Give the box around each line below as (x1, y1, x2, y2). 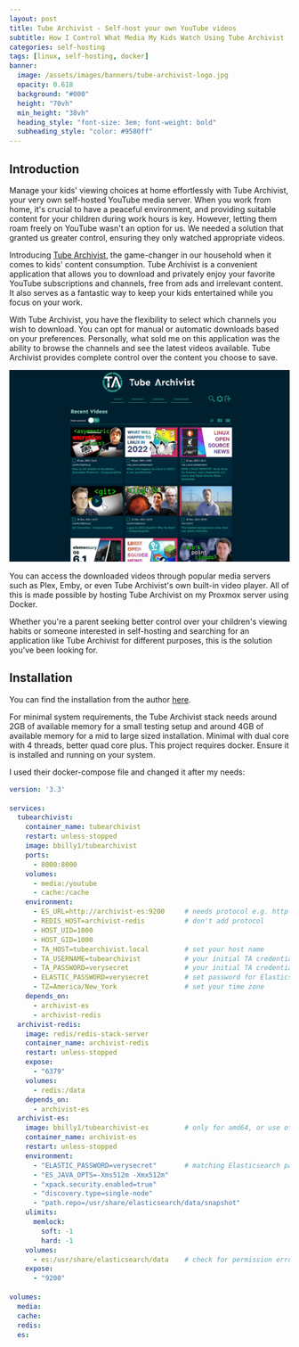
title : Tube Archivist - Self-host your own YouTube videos (9, 23, 238, 33)
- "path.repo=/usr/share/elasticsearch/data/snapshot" (32, 1199, 241, 1208)
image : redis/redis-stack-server (25, 1030, 149, 1039)
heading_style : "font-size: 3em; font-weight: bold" (17, 118, 217, 127)
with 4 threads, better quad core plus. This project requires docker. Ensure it (9, 740, 289, 751)
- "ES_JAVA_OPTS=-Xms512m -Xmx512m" (32, 1170, 169, 1179)
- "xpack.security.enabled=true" (32, 1179, 158, 1189)
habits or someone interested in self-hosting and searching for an (9, 625, 250, 637)
